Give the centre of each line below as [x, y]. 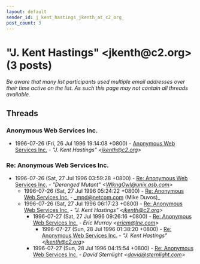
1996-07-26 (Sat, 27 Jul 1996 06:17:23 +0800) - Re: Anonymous [103, 204]
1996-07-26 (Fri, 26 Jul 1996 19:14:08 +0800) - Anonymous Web [95, 143]
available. [19, 95]
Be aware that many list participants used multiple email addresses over [96, 82]
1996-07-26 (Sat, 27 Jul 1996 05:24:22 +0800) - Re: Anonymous [104, 191]
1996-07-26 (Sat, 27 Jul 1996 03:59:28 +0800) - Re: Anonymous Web [101, 178]
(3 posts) [29, 65]
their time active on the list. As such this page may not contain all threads [97, 88]
